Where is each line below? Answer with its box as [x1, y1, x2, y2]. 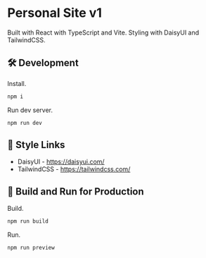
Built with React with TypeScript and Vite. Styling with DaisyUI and [7, 28, 200, 37]
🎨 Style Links [7, 139, 65, 151]
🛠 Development [7, 57, 79, 69]
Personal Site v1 [7, 5, 102, 21]
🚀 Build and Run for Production [7, 185, 144, 197]
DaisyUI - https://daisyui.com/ [17, 157, 105, 166]
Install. [7, 79, 27, 87]
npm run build [7, 218, 49, 225]
